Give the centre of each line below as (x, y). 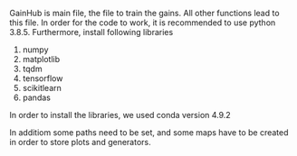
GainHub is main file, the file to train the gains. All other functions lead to (144, 13)
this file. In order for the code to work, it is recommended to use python (143, 23)
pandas (37, 97)
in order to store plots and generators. (80, 142)
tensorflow (43, 78)
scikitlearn (42, 88)
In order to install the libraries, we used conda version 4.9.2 (120, 115)
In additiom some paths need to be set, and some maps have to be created (149, 133)
